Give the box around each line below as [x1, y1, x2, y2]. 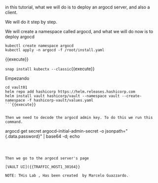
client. [5, 9, 18, 15]
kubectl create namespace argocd [5, 43, 74, 48]
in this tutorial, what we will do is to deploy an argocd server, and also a [5, 4, 150, 10]
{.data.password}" [5, 133, 43, 139]
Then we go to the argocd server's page [5, 156, 90, 161]
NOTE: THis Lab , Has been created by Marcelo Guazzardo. [5, 173, 129, 178]
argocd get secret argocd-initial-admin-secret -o [5, 128, 104, 134]
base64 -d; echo [46, 133, 80, 139]
